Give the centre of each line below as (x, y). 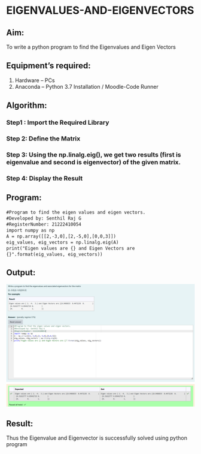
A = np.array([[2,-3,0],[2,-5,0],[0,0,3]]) (61, 236)
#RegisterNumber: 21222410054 (44, 224)
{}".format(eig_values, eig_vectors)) (54, 254)
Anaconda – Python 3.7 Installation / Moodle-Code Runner (86, 86)
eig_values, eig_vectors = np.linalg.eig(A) (63, 242)
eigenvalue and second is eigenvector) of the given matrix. (94, 162)
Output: (21, 273)
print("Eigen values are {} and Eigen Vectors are (71, 248)
